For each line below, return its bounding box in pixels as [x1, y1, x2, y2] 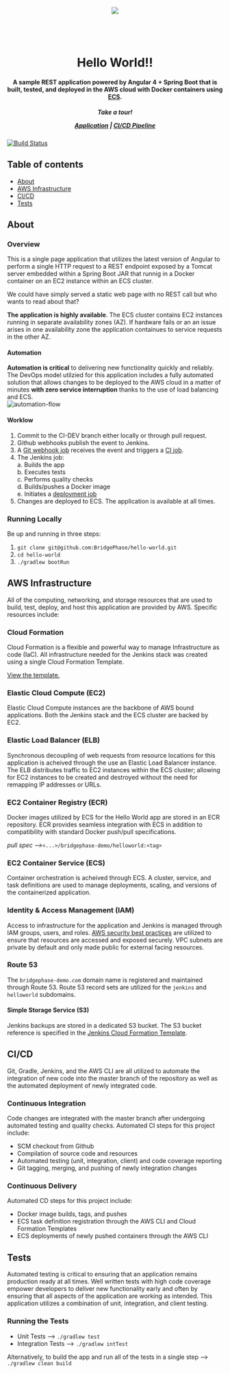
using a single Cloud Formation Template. [7, 657, 125, 666]
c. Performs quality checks [16, 475, 94, 483]
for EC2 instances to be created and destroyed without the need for [7, 773, 198, 781]
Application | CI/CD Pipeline [74, 122, 156, 130]
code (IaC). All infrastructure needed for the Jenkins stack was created [7, 651, 207, 659]
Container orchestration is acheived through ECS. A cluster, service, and [7, 874, 212, 882]
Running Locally [7, 514, 62, 523]
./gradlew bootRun [16, 559, 70, 565]
